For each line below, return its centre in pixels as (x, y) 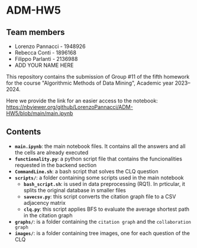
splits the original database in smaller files (75, 190)
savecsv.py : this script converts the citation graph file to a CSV (100, 197)
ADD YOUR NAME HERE (44, 65)
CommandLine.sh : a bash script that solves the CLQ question (86, 171)
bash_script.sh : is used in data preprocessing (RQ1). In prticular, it (104, 183)
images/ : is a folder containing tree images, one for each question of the (102, 233)
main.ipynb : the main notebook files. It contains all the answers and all (100, 146)
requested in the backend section (56, 165)
